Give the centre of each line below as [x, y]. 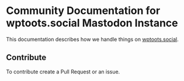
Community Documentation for [83, 11]
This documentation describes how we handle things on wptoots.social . [93, 39]
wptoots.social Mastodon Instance [92, 23]
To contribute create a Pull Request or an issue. [63, 72]
